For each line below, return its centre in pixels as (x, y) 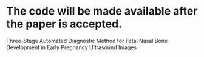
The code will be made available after (102, 11)
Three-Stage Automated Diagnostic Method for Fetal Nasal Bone (87, 41)
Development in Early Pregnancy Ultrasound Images (72, 47)
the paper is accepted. (64, 24)
